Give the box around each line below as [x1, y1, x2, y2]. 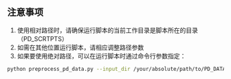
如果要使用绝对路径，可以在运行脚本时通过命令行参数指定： [16, 52, 186, 60]
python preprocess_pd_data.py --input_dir [7, 65, 131, 72]
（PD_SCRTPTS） [16, 34, 68, 43]
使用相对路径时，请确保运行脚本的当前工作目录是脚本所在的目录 [16, 26, 198, 34]
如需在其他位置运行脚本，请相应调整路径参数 [16, 43, 144, 52]
